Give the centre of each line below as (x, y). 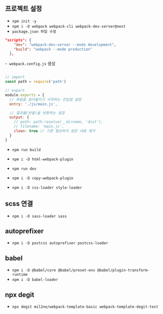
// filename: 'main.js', (39, 127)
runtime (20, 275)
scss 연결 (19, 204)
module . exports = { (25, 95)
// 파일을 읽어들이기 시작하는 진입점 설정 (45, 99)
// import (15, 77)
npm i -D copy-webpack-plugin (43, 178)
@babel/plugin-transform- (123, 270)
